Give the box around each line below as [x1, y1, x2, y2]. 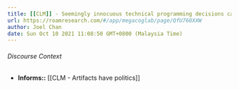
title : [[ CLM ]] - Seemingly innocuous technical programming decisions [7, 10, 224, 18]
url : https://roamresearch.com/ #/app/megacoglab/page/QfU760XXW [7, 17, 202, 24]
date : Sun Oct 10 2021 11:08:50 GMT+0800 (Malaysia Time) [7, 30, 183, 37]
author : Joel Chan [7, 23, 62, 30]
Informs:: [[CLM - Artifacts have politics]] [17, 73, 140, 82]
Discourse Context [7, 52, 62, 60]
